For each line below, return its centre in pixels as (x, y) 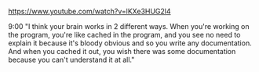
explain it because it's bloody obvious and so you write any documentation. (130, 43)
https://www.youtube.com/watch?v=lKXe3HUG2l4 (89, 11)
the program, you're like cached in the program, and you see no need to (124, 35)
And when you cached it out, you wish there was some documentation (122, 51)
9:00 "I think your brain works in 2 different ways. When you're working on (129, 26)
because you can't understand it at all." (71, 59)
